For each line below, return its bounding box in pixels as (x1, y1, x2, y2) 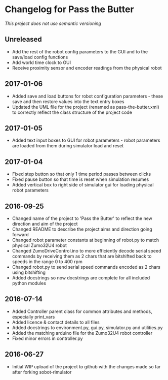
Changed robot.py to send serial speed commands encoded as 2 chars (12, 264, 160, 270)
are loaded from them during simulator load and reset (12, 143, 124, 149)
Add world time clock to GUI (12, 59, 71, 66)
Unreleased (5, 35, 43, 44)
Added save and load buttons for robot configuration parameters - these (12, 93, 163, 99)
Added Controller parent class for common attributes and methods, (12, 308, 152, 314)
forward (12, 232, 29, 237)
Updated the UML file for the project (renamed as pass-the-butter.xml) (12, 104, 160, 110)
